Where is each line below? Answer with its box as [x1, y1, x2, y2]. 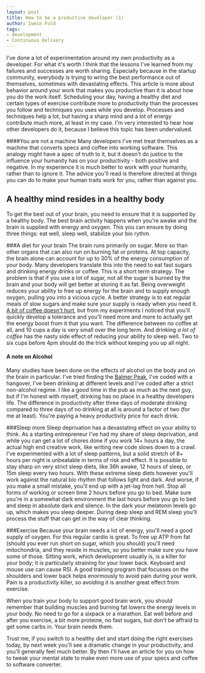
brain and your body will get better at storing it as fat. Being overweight [6, 281, 185, 288]
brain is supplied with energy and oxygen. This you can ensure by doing [6, 223, 187, 230]
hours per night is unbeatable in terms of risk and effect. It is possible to [6, 457, 187, 464]
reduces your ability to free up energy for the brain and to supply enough [6, 287, 190, 294]
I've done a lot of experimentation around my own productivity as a [6, 54, 175, 61]
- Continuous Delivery [6, 37, 64, 43]
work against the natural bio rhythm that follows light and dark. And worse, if [6, 476, 199, 484]
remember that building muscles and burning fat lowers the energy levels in [6, 603, 196, 611]
